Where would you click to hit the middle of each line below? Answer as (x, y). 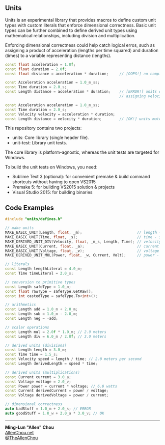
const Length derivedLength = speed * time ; (51, 363)
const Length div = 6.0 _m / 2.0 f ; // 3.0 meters (56, 336)
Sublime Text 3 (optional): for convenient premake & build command (81, 177)
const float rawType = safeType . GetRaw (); (49, 291)
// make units (20, 228)
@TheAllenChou (22, 438)
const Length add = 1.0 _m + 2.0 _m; (41, 309)
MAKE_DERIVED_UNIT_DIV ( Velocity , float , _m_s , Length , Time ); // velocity (83, 242)
